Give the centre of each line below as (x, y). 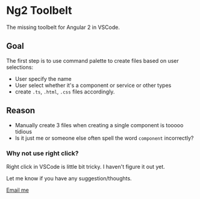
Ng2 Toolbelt (39, 11)
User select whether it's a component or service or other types (93, 85)
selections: (20, 67)
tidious (23, 131)
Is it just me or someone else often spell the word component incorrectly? (104, 138)
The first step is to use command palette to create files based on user (93, 60)
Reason (21, 111)
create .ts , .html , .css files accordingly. (65, 92)
